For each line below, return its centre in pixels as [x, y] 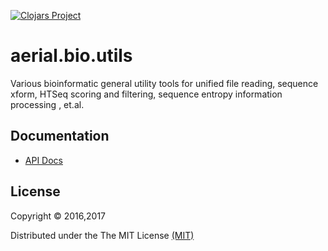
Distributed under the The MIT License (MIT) [102, 235]
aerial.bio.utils [71, 56]
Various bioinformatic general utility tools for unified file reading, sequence [164, 83]
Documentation [60, 136]
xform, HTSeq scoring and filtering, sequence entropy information [146, 94]
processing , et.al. [47, 104]
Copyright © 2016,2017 [58, 216]
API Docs [43, 160]
